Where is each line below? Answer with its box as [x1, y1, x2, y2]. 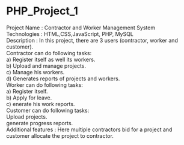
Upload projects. [6, 113, 48, 120]
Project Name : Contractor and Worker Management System [6, 24, 155, 31]
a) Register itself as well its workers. [6, 56, 96, 63]
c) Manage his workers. [6, 68, 65, 75]
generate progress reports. [6, 119, 73, 126]
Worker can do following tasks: [6, 81, 83, 88]
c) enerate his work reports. [6, 100, 75, 107]
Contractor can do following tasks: [6, 49, 92, 56]
